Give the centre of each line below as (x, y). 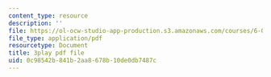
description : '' (35, 23)
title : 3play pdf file (46, 53)
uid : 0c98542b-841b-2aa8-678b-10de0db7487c (83, 61)
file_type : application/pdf (56, 38)
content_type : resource (48, 16)
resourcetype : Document (48, 46)
